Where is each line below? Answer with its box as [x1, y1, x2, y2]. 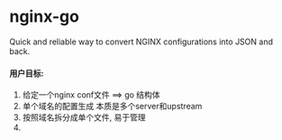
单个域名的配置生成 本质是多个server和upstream [22, 101, 203, 112]
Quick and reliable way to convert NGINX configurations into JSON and [9, 36, 273, 47]
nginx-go [9, 6, 79, 27]
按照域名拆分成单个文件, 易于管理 [22, 112, 146, 123]
